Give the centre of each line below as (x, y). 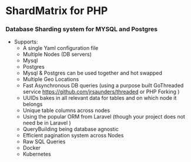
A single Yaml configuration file (61, 48)
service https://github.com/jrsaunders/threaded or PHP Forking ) (101, 92)
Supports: (26, 42)
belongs (33, 104)
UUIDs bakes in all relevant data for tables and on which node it (100, 98)
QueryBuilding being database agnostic (71, 129)
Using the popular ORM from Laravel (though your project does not (104, 117)
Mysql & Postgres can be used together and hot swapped (93, 73)
